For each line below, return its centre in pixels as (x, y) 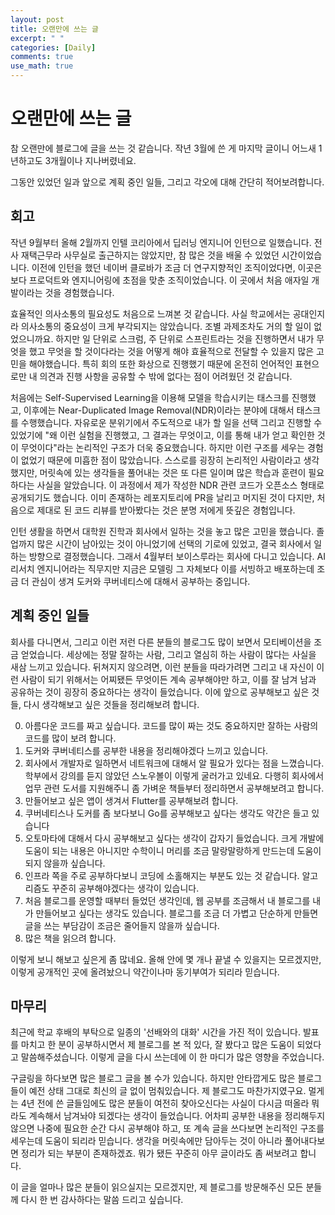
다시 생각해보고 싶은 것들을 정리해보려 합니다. (111, 704)
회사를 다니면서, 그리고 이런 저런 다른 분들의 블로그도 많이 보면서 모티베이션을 (161, 642)
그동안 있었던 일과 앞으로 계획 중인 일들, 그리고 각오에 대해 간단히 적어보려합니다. (167, 182)
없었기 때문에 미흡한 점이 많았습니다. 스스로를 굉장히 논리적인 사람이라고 (161, 460)
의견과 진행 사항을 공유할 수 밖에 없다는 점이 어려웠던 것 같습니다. (166, 376)
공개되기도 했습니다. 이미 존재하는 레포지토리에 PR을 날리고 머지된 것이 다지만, (162, 497)
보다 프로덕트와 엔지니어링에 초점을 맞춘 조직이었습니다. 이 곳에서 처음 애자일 (160, 280)
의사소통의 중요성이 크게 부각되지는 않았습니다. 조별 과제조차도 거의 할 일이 (166, 326)
